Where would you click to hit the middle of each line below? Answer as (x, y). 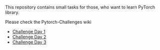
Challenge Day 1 (29, 31)
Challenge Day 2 (29, 37)
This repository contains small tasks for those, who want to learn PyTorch (80, 7)
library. (12, 12)
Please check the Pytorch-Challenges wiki (48, 22)
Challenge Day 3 (29, 42)
